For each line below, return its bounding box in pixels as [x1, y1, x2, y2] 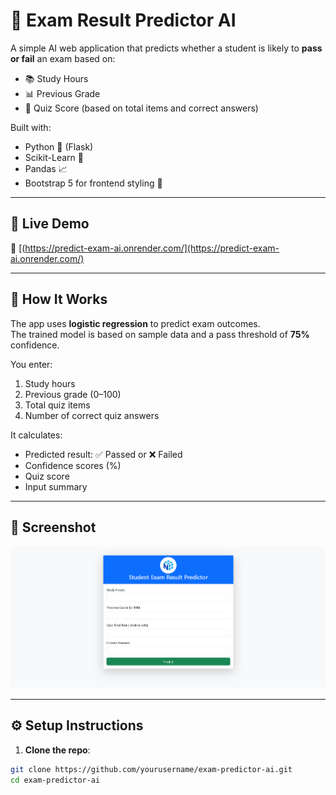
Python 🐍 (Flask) [24, 140, 94, 153]
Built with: [10, 121, 52, 133]
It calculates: [10, 429, 63, 441]
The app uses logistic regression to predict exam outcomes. [10, 317, 261, 329]
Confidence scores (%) [24, 459, 122, 471]
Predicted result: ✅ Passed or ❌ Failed [24, 448, 183, 460]
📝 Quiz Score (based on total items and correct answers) [24, 102, 259, 114]
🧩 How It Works [10, 291, 108, 308]
